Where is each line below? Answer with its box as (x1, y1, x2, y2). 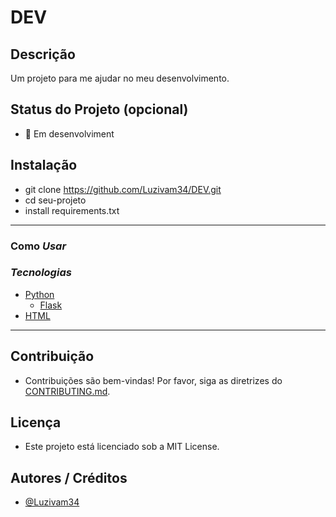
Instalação (10, 157, 78, 174)
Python (24, 288, 55, 300)
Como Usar (10, 239, 67, 253)
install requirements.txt (24, 204, 120, 216)
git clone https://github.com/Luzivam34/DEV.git (24, 183, 222, 195)
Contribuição (10, 348, 95, 365)
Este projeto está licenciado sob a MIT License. (24, 441, 220, 453)
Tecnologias (10, 266, 72, 280)
